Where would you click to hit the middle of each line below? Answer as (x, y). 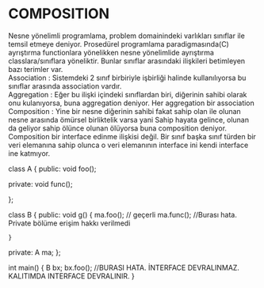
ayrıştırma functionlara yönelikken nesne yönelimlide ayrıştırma (111, 52)
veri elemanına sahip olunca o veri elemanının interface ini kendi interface (128, 145)
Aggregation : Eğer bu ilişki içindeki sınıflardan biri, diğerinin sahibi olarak (128, 94)
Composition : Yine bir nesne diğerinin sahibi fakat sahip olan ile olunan (125, 111)
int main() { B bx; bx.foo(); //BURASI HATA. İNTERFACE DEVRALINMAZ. (124, 267)
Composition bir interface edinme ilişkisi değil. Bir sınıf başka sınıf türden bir (132, 136)
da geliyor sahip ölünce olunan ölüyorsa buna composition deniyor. (118, 128)
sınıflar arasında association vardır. (65, 86)
